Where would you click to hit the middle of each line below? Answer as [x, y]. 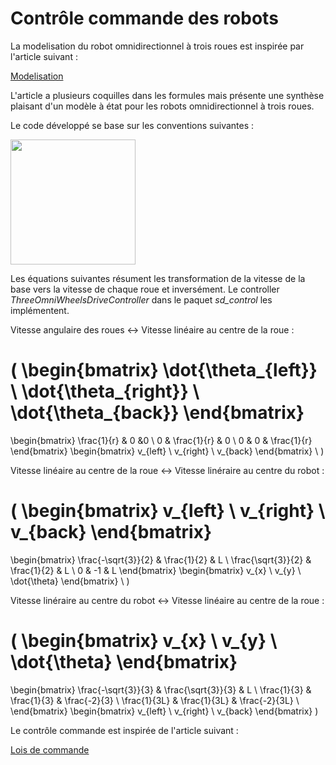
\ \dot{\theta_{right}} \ [105, 391]
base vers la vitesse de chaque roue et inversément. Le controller [145, 289]
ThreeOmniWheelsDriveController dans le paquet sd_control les [141, 299]
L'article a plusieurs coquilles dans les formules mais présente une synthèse [167, 95]
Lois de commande [50, 749]
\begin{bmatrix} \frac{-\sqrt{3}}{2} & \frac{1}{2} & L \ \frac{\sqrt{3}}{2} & [161, 559]
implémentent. [40, 310]
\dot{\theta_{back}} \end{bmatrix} [157, 413]
